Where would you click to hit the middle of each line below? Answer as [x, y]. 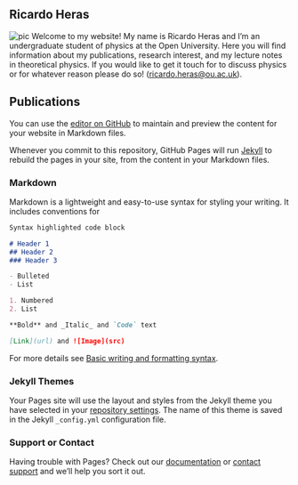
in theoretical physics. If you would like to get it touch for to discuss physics [148, 64]
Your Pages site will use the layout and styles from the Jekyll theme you [141, 400]
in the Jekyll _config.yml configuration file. [88, 419]
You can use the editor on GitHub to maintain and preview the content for [143, 123]
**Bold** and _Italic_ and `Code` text [83, 325]
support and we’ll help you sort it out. [77, 472]
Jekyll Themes [42, 381]
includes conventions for [55, 211]
